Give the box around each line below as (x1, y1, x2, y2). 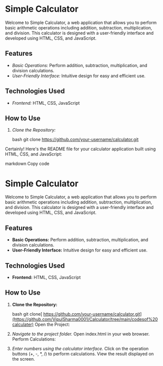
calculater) (12, 321, 34, 327)
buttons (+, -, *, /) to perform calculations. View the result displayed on (12, 351, 154, 357)
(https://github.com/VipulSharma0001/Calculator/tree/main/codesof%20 (12, 316, 158, 322)
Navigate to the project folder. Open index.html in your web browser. (12, 331, 150, 337)
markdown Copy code (5, 160, 50, 167)
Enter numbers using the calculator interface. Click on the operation (12, 345, 149, 351)
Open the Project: (35, 321, 70, 327)
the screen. (12, 356, 35, 362)
